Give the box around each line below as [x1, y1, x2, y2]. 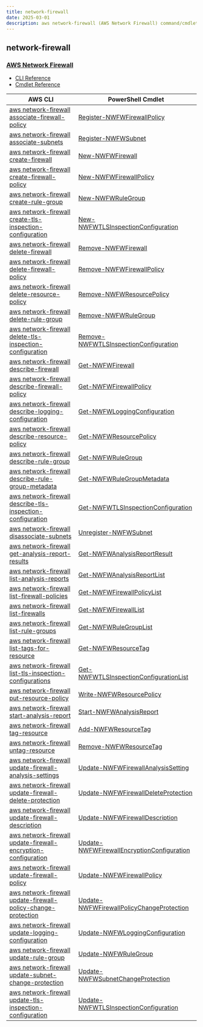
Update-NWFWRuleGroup [78, 950, 153, 958]
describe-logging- [9, 407, 63, 416]
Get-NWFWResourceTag [78, 644, 150, 652]
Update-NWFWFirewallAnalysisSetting [78, 764, 189, 772]
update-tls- [9, 996, 44, 1005]
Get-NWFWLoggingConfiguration [78, 407, 175, 416]
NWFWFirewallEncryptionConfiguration [78, 846, 190, 855]
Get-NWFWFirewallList [78, 606, 145, 614]
